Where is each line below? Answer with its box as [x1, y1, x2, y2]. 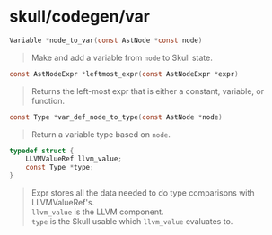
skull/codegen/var [9, 6, 151, 27]
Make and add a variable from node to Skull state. [31, 52, 213, 63]
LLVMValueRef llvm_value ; [25, 154, 123, 163]
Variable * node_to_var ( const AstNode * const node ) [9, 36, 203, 45]
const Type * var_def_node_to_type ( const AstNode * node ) [9, 112, 223, 122]
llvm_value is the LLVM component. [31, 206, 164, 217]
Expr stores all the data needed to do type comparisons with [31, 187, 255, 198]
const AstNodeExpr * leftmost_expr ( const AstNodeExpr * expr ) [9, 69, 240, 78]
